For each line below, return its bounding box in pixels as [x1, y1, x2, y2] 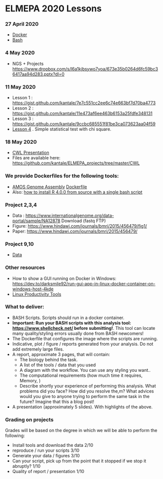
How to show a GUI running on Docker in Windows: [12, 275, 117, 281]
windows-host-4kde [12, 286, 54, 292]
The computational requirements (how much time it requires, [19, 372, 143, 378]
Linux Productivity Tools [12, 291, 62, 297]
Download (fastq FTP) [61, 218, 106, 224]
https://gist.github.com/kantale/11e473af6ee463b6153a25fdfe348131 [12, 111, 153, 117]
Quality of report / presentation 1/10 [12, 469, 85, 475]
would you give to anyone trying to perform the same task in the [19, 393, 150, 399]
